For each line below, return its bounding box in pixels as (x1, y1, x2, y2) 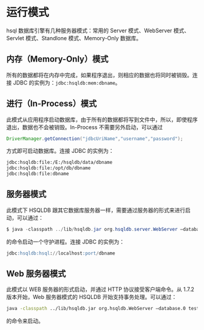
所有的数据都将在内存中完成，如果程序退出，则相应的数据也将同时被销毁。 (6, 71, 192, 79)
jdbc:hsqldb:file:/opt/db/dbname (6, 165, 91, 171)
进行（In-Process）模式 (6, 99, 97, 109)
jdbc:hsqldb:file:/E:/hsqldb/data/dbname (6, 160, 113, 166)
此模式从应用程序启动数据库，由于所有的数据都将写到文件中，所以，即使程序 (6, 116, 198, 123)
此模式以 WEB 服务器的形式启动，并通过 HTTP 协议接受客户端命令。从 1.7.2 (6, 286, 194, 293)
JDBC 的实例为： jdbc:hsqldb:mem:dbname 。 (13, 79, 121, 86)
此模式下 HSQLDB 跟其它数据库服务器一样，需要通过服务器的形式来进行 (6, 206, 186, 214)
